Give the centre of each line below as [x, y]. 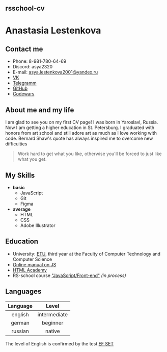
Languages [23, 292]
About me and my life [40, 110]
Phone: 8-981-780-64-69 [39, 61]
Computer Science [32, 259]
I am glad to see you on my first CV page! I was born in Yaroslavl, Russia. [82, 122]
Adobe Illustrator [38, 225]
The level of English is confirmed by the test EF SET [59, 343]
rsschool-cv [25, 8]
